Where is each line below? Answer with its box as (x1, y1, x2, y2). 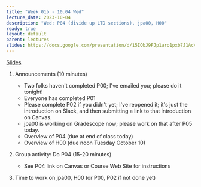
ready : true (6, 25, 36, 32)
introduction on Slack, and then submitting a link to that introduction (23, 107, 191, 114)
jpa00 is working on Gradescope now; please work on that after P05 (23, 120, 193, 127)
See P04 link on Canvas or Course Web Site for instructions (23, 162, 171, 170)
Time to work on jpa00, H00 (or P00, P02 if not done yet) (14, 174, 156, 181)
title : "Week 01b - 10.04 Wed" (6, 8, 84, 15)
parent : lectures (6, 37, 50, 43)
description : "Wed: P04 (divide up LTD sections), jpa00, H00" (6, 20, 167, 26)
